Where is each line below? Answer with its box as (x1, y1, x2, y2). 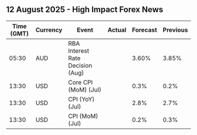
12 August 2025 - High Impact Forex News (6, 5, 164, 15)
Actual (107, 26, 127, 34)
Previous (162, 26, 188, 34)
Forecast (131, 26, 157, 34)
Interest (68, 46, 90, 55)
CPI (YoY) (68, 95, 95, 103)
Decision (68, 61, 93, 69)
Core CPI (68, 78, 93, 86)
